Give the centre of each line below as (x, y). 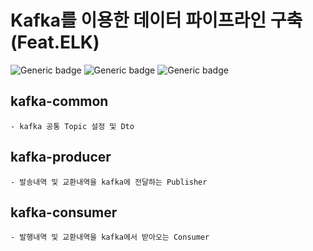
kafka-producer (61, 157)
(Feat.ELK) (55, 42)
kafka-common (59, 101)
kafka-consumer (64, 212)
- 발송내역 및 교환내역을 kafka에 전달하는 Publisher (109, 182)
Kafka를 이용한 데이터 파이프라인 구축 (156, 20)
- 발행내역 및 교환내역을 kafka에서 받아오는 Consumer (110, 237)
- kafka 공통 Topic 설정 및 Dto (72, 126)
